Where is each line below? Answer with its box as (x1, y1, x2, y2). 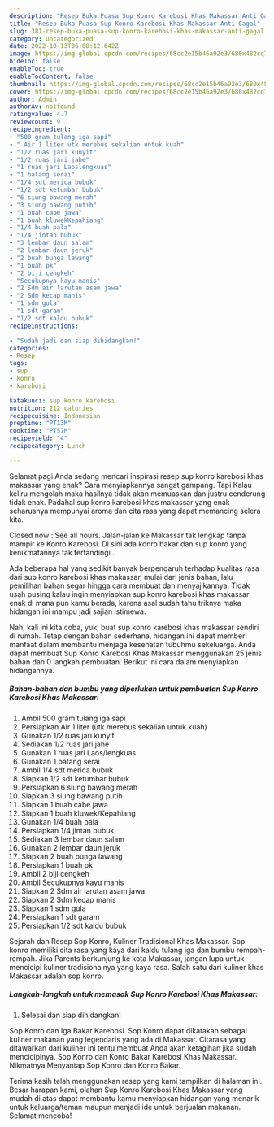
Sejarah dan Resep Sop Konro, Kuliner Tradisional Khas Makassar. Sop (9, 936, 246, 946)
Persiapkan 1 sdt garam (20, 912, 100, 921)
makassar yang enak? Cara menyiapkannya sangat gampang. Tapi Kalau (9, 480, 253, 490)
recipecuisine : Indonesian (9, 411, 101, 420)
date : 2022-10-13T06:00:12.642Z (9, 42, 119, 50)
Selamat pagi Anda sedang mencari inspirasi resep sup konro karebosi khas (9, 471, 263, 481)
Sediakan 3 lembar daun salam (20, 834, 125, 844)
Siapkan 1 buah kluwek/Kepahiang (20, 808, 137, 818)
